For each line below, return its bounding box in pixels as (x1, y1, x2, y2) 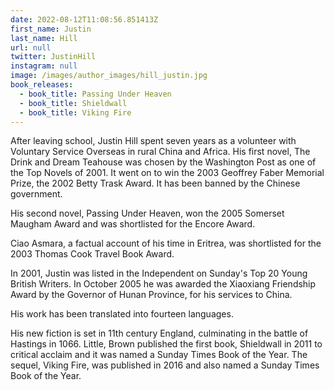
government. (10, 188, 63, 200)
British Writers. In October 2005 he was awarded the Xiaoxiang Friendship (10, 278, 317, 290)
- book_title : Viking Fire (19, 107, 132, 118)
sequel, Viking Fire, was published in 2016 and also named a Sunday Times (10, 359, 320, 371)
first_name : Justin (10, 24, 92, 34)
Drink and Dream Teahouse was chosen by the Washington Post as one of (10, 156, 317, 168)
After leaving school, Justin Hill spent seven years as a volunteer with (10, 135, 297, 147)
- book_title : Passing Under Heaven (19, 89, 172, 99)
